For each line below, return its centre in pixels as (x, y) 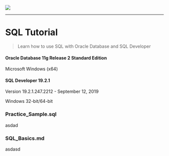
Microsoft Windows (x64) (32, 69)
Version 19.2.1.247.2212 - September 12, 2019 (52, 92)
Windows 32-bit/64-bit (29, 101)
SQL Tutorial (31, 32)
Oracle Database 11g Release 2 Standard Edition (56, 58)
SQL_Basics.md (25, 138)
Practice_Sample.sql (31, 114)
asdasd (13, 149)
